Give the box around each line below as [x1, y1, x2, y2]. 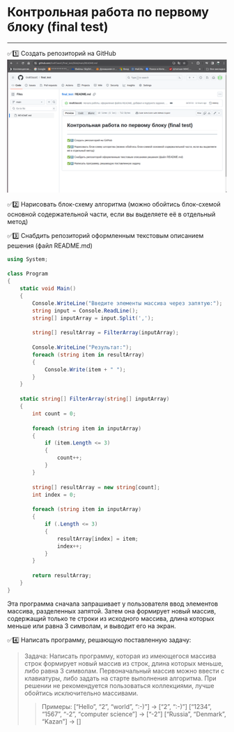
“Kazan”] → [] [41, 717, 81, 726]
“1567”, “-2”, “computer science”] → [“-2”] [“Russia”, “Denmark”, [41, 710, 226, 718]
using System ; [7, 255, 49, 262]
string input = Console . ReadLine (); [32, 307, 139, 314]
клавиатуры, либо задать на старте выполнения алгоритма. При [24, 674, 217, 682]
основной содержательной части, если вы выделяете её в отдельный [7, 210, 216, 218]
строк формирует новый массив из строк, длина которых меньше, [24, 659, 224, 667]
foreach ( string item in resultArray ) [32, 351, 145, 358]
